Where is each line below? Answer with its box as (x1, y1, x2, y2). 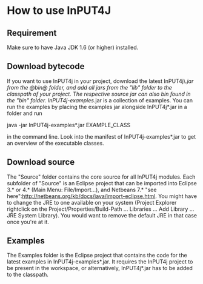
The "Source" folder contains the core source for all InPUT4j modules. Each (7, 173, 196, 180)
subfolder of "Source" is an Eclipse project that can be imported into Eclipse (7, 179, 198, 187)
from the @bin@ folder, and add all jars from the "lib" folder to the (7, 84, 172, 91)
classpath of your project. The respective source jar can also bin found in (7, 90, 191, 97)
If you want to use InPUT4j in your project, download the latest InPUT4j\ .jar (7, 77, 194, 85)
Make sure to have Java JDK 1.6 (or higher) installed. (7, 44, 139, 51)
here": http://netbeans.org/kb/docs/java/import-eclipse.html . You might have (7, 192, 198, 200)
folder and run (7, 110, 42, 117)
